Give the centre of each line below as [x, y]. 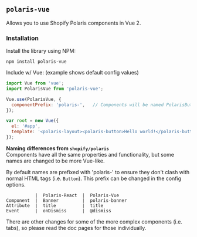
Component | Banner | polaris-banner [67, 200]
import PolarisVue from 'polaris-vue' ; [55, 89]
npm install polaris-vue [36, 62]
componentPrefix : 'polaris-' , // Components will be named [88, 105]
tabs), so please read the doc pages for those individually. [76, 228]
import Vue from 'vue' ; [35, 83]
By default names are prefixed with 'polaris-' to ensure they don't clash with [98, 172]
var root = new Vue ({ [33, 121]
